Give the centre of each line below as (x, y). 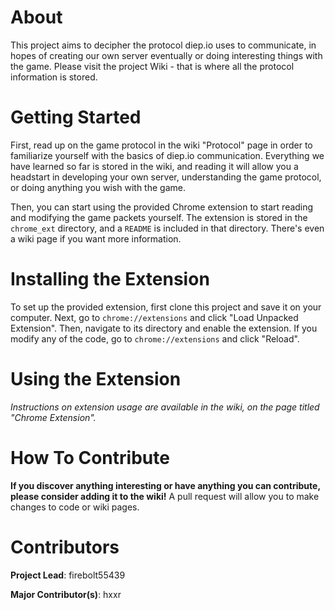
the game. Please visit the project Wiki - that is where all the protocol (152, 66)
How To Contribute (90, 457)
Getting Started (76, 117)
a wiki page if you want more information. (96, 238)
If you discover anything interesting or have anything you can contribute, (165, 485)
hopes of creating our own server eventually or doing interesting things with (166, 55)
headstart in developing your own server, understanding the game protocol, (166, 177)
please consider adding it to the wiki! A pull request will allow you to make (165, 496)
